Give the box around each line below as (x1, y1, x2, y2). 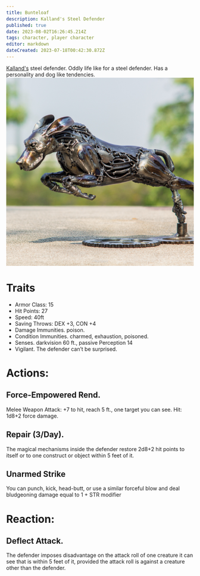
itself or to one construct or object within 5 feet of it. (6, 452, 135, 459)
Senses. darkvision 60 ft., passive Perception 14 (14, 339, 133, 346)
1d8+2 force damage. (6, 412, 58, 419)
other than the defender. (6, 565, 66, 572)
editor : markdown (6, 41, 49, 47)
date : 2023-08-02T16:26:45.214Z (6, 29, 86, 35)
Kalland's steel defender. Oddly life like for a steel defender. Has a (6, 65, 168, 72)
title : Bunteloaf (6, 10, 49, 16)
